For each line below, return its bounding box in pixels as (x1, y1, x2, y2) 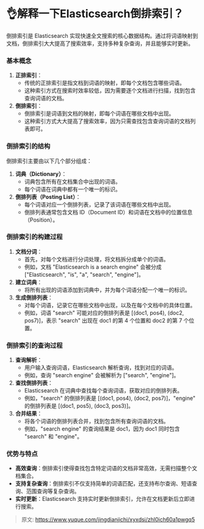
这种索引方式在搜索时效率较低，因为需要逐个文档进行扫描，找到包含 (24, 87, 196, 94)
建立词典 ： (15, 278, 43, 286)
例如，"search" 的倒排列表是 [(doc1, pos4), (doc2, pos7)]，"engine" (24, 394, 195, 402)
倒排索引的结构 (6, 142, 51, 151)
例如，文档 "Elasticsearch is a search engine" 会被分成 (24, 263, 162, 271)
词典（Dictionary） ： (15, 170, 67, 178)
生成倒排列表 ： (15, 293, 53, 301)
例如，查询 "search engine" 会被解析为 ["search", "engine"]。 (24, 372, 180, 379)
